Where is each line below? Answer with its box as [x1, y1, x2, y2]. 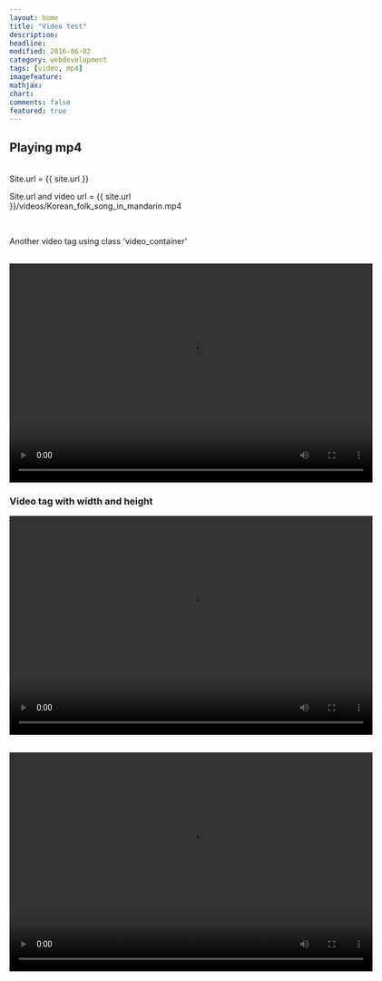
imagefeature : [9, 73, 64, 82]
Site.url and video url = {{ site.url [9, 191, 132, 202]
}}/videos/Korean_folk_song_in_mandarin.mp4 [9, 201, 182, 211]
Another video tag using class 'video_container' [9, 236, 188, 247]
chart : [9, 89, 34, 98]
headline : [9, 38, 47, 48]
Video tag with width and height [9, 495, 153, 507]
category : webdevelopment [9, 55, 107, 64]
